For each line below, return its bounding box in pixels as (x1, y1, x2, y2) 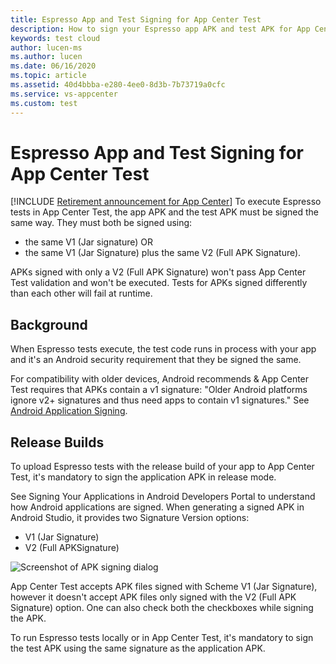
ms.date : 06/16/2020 (10, 61, 97, 71)
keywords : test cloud (10, 33, 101, 43)
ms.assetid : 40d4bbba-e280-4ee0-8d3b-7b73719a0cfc (10, 80, 226, 90)
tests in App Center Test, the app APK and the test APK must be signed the (10, 206, 319, 218)
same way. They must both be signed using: (10, 217, 193, 229)
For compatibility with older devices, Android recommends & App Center (10, 373, 310, 385)
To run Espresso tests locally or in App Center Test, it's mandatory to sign (10, 632, 314, 644)
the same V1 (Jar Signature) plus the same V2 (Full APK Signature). (24, 247, 302, 259)
